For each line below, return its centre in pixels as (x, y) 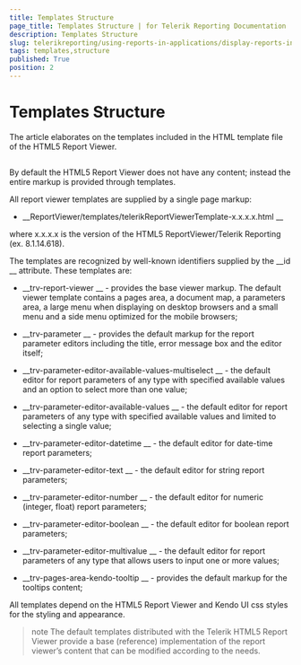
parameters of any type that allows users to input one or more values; (151, 561)
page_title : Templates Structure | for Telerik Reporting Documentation (148, 26)
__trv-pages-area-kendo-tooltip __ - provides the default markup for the (155, 578)
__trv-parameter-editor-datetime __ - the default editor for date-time (147, 443)
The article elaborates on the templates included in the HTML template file (146, 136)
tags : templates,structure (60, 51)
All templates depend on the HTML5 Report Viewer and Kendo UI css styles (149, 605)
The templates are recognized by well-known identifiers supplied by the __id (150, 261)
